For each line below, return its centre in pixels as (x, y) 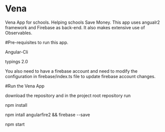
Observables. (19, 33)
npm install (16, 105)
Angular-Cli (17, 52)
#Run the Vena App (25, 86)
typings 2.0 (16, 61)
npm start (15, 124)
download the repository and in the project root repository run (68, 95)
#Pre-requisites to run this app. (37, 42)
